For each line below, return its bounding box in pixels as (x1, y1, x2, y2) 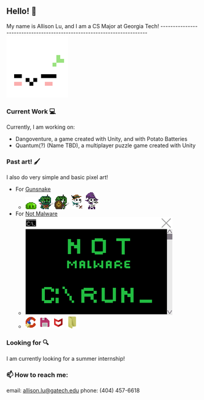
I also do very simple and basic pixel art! (6, 174, 109, 181)
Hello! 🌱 (6, 6, 37, 17)
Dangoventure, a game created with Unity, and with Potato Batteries (15, 136, 187, 143)
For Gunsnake (15, 185, 51, 193)
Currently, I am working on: (6, 123, 76, 131)
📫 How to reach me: (6, 371, 69, 379)
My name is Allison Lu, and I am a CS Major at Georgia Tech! (6, 22, 160, 29)
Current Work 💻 (6, 107, 57, 115)
